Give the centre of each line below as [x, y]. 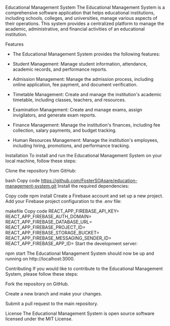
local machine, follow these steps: [41, 161]
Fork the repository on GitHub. [37, 284]
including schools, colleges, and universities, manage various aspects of [81, 18]
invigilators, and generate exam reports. [54, 115]
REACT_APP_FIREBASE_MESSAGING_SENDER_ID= [59, 238]
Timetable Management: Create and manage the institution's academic [87, 94]
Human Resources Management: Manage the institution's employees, [86, 140]
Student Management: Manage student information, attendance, [80, 64]
